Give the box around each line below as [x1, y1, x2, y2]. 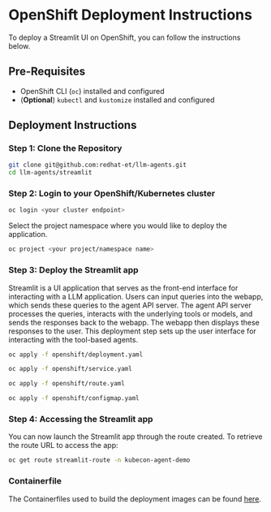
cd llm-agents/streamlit [8, 169, 92, 177]
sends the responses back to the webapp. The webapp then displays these [8, 317, 260, 327]
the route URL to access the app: [8, 441, 119, 450]
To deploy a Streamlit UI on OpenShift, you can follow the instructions [8, 32, 241, 42]
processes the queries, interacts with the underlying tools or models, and [8, 308, 253, 318]
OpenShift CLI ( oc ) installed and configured [19, 86, 165, 96]
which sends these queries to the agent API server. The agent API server [8, 300, 252, 310]
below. [8, 41, 31, 50]
